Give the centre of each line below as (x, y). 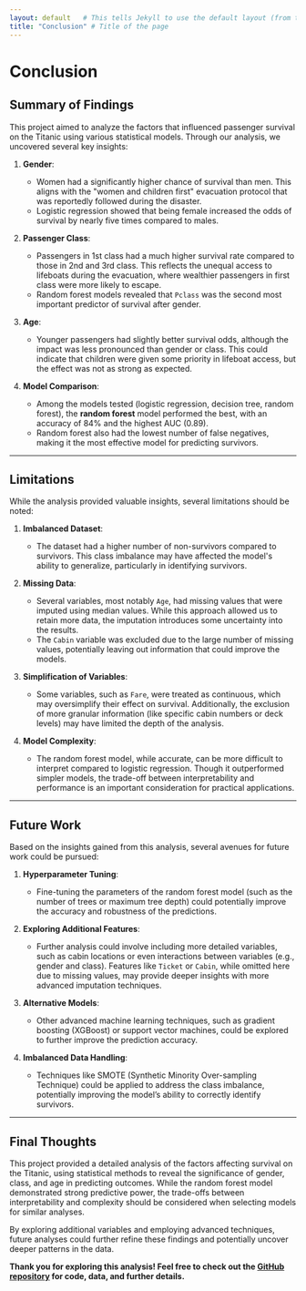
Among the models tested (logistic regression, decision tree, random (165, 404)
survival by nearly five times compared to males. (127, 220)
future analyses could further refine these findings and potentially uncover (149, 1239)
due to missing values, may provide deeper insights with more (153, 976)
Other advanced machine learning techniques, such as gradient (155, 1020)
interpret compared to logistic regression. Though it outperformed (160, 768)
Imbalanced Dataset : (62, 528)
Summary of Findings (72, 105)
